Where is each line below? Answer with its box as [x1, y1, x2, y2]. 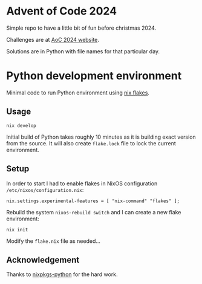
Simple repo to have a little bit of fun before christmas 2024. [6, 24, 156, 31]
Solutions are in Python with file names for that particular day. [6, 47, 160, 55]
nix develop [6, 122, 36, 128]
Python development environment [6, 69, 182, 83]
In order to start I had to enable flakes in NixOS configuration [6, 180, 158, 187]
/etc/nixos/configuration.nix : [6, 186, 84, 193]
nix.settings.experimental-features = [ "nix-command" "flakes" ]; [6, 198, 180, 204]
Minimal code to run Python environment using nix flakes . [6, 89, 150, 96]
